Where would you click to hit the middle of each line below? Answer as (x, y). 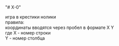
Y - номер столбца (25, 38)
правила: (15, 22)
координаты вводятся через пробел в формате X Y (59, 27)
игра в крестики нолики (31, 17)
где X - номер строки (28, 33)
